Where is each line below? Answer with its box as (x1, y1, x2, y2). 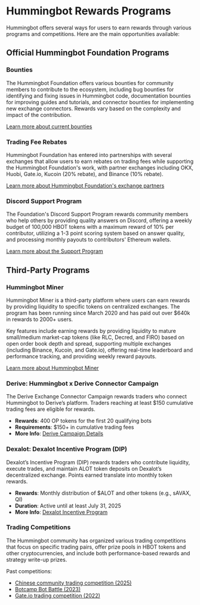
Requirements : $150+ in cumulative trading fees (14, 423, 134, 431)
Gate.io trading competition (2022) (14, 592, 100, 599)
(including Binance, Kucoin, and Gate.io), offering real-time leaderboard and (6, 346, 193, 353)
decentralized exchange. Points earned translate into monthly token (6, 471, 173, 479)
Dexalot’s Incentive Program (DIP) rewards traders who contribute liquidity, (6, 458, 190, 465)
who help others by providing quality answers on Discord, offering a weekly (6, 217, 192, 224)
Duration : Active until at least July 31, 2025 (14, 502, 121, 509)
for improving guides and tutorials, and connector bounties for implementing (6, 98, 194, 105)
